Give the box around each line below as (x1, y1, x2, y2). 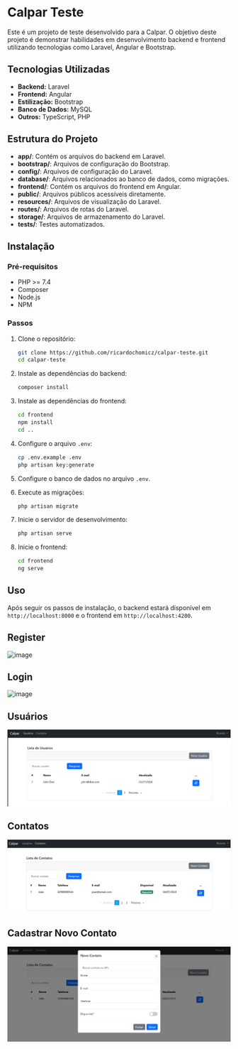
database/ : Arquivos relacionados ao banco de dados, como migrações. (17, 175, 229, 183)
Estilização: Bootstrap (17, 97, 84, 106)
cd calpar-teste (17, 357, 66, 364)
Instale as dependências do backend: (17, 369, 127, 378)
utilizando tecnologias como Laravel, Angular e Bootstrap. (7, 43, 176, 51)
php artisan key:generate (17, 461, 94, 469)
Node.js (17, 293, 41, 302)
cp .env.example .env (17, 454, 81, 461)
